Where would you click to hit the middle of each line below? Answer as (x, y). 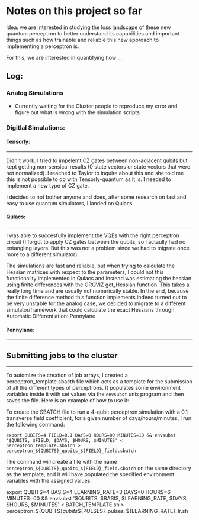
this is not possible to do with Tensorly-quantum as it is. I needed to (89, 179)
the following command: (36, 424)
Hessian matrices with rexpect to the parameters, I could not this (85, 272)
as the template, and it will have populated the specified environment (90, 474)
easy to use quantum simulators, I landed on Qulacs (69, 203)
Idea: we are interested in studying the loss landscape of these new (89, 27)
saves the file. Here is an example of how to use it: (68, 400)
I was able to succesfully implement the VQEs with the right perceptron (93, 235)
